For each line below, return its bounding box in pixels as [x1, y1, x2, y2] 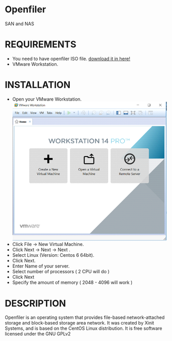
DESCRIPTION [5, 297, 66, 309]
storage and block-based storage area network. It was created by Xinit [5, 320, 155, 326]
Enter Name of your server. [12, 263, 70, 269]
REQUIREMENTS [5, 39, 77, 50]
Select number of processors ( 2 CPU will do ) [12, 269, 110, 275]
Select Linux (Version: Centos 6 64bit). [12, 252, 94, 258]
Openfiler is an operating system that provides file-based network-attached [5, 314, 165, 320]
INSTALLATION [5, 79, 70, 91]
